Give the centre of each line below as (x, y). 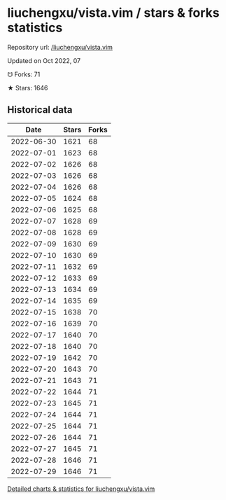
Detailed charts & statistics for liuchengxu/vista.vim (81, 489)
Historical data (40, 110)
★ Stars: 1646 (28, 88)
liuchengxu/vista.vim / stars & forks (113, 13)
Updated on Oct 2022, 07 (44, 60)
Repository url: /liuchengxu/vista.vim (60, 47)
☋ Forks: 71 (24, 74)
